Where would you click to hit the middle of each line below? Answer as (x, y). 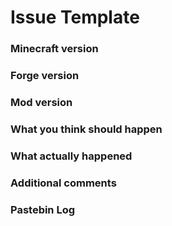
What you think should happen (86, 129)
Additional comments (63, 183)
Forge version (45, 76)
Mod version (41, 102)
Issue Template (75, 17)
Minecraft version (54, 49)
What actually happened (71, 156)
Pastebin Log (43, 209)
